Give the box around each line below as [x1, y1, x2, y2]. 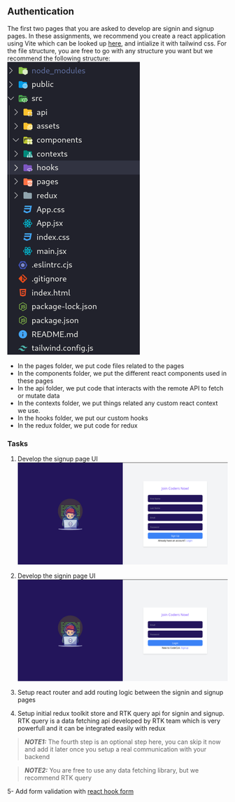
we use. [17, 406, 41, 414]
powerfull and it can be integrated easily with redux [17, 724, 166, 733]
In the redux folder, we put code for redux [17, 421, 138, 430]
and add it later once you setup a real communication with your [24, 745, 207, 754]
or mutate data [17, 391, 60, 400]
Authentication [7, 6, 75, 18]
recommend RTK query [24, 774, 92, 782]
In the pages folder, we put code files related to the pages [17, 361, 185, 370]
